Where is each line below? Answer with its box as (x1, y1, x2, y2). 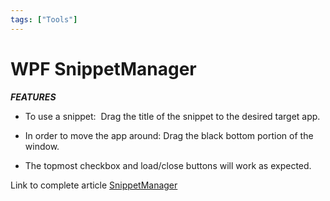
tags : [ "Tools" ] (10, 14, 78, 25)
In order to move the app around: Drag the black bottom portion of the (24, 129, 314, 141)
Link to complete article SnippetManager (10, 179, 178, 191)
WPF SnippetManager (10, 57, 197, 80)
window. (24, 140, 60, 152)
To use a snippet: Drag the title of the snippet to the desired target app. (24, 110, 321, 122)
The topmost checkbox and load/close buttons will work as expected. (24, 159, 312, 171)
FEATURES (10, 91, 57, 103)
